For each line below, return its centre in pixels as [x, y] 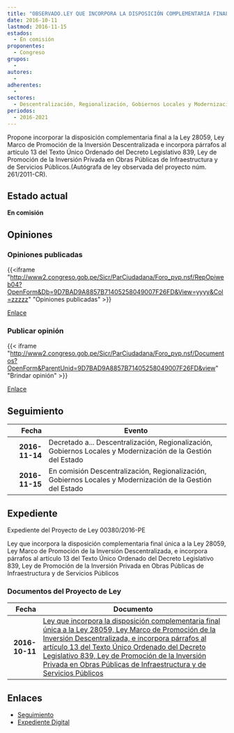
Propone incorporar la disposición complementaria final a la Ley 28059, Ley [116, 137]
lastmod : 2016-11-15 [37, 26]
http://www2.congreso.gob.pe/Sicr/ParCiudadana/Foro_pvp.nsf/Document [117, 353]
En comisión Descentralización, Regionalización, [127, 471]
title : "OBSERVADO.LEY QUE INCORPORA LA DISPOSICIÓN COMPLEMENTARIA [109, 14]
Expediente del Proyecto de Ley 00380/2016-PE [77, 530]
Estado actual [38, 196]
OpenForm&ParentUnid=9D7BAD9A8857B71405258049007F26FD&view [111, 368]
